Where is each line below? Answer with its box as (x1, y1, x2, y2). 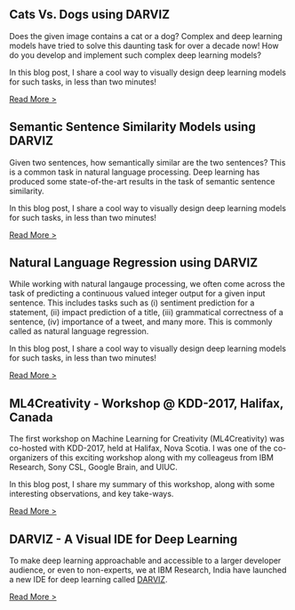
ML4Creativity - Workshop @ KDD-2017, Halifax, (9, 395, 284, 411)
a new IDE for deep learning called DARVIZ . (9, 574, 168, 585)
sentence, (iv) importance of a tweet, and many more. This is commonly (9, 316, 273, 328)
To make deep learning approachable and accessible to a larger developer (9, 556, 282, 566)
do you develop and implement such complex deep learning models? (9, 49, 262, 61)
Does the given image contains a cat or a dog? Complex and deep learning (9, 30, 283, 41)
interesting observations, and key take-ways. (9, 489, 174, 500)
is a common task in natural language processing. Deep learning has (9, 167, 260, 177)
